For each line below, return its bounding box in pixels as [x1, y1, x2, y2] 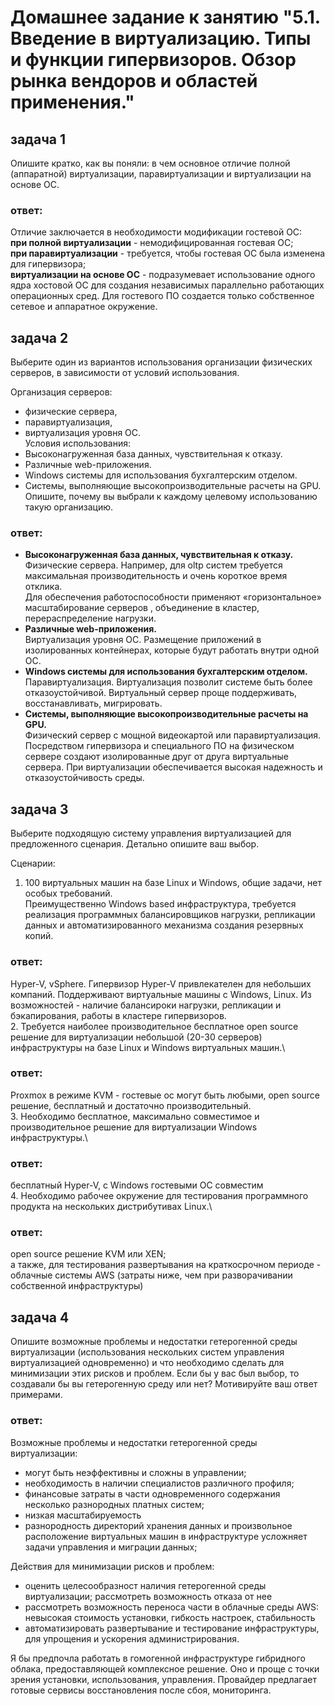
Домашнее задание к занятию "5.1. [10, 6, 321, 29]
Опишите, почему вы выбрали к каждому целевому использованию [24, 491, 318, 503]
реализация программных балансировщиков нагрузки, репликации [24, 909, 316, 921]
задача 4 [10, 1309, 70, 1326]
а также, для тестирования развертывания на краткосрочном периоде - [10, 1259, 322, 1271]
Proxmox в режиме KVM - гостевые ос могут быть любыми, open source [10, 1089, 321, 1101]
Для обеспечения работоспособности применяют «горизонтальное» [24, 591, 322, 603]
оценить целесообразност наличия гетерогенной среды [24, 1579, 267, 1591]
